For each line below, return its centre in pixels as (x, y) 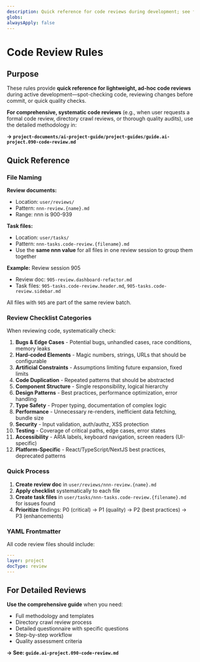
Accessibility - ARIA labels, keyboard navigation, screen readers (95, 437)
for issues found (35, 503)
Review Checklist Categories (49, 317)
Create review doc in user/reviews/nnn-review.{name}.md (86, 484)
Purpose (23, 74)
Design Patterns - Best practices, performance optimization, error (96, 393)
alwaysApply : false (31, 23)
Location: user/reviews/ (45, 202)
